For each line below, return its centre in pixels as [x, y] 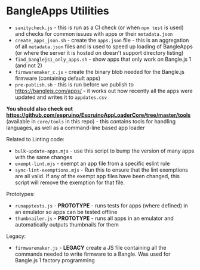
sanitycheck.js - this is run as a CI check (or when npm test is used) [99, 27]
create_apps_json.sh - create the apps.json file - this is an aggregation [102, 40]
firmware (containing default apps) [58, 78]
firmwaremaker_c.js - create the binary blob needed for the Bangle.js [100, 72]
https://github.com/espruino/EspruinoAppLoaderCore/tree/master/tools [99, 115]
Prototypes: [21, 194]
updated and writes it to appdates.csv [61, 97]
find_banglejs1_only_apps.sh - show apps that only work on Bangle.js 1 [103, 59]
